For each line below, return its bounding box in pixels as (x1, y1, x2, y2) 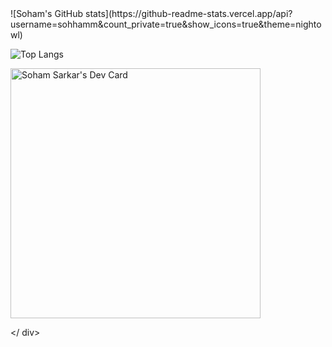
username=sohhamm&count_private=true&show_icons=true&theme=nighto (10, 18, 322, 30)
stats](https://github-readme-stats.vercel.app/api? (85, 8, 293, 19)
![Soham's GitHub (10, 8, 84, 19)
